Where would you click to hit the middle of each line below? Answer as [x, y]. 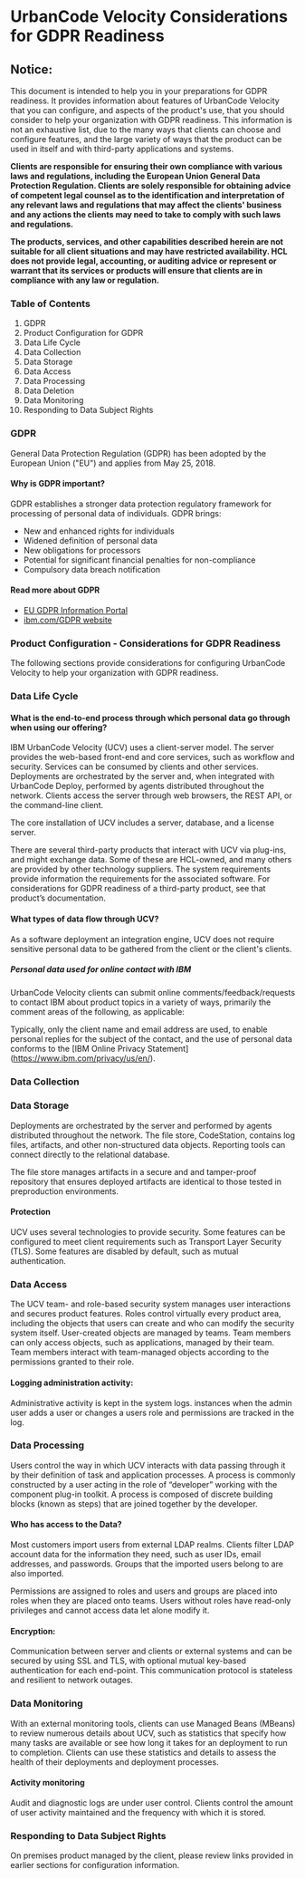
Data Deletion [49, 390]
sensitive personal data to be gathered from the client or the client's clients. [151, 949]
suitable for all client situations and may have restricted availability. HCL [149, 251]
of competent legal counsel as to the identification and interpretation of [148, 195]
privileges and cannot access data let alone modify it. [110, 1611]
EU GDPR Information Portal [76, 610]
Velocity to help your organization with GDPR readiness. [114, 673]
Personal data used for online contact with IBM [101, 969]
